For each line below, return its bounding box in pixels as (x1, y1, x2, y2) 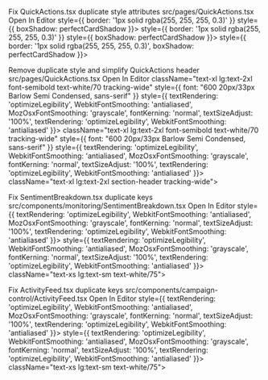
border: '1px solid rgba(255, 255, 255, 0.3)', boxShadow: (8, 41, 195, 51)
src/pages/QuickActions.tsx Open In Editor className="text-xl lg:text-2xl (8, 74, 253, 83)
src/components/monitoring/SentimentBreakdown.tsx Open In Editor (8, 201, 236, 211)
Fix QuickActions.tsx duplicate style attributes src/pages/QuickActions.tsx (8, 7, 254, 16)
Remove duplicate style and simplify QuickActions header (8, 65, 200, 75)
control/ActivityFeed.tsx (8, 294, 88, 303)
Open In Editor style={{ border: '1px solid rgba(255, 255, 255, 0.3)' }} (8, 15, 236, 25)
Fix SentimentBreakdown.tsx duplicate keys (8, 193, 153, 202)
